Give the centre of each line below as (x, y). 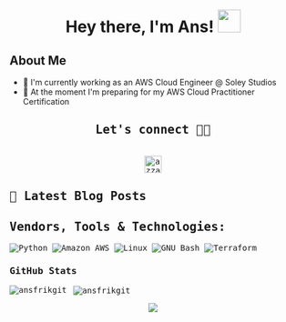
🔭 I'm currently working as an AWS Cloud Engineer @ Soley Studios (149, 82)
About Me (38, 60)
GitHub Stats (43, 271)
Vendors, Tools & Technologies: (117, 226)
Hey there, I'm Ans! (139, 27)
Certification (46, 101)
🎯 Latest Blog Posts (78, 196)
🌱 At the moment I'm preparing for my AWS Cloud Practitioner (138, 92)
